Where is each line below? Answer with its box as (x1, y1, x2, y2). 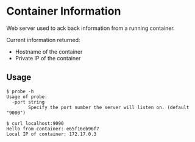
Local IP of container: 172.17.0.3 (6, 131, 97, 137)
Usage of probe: (6, 93, 48, 100)
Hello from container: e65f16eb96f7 (6, 126, 99, 132)
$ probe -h (6, 88, 34, 94)
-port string (12, 99, 45, 105)
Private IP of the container (15, 54, 81, 62)
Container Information (6, 4, 121, 18)
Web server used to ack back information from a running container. (6, 24, 175, 32)
